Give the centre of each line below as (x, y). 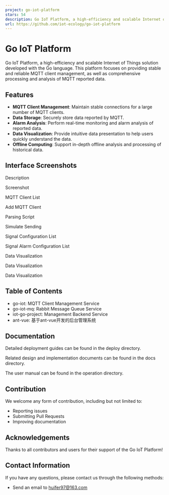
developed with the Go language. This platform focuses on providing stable (83, 68)
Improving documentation (39, 422)
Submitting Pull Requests (38, 416)
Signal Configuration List (31, 236)
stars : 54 (16, 15)
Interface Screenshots (41, 166)
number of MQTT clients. (38, 112)
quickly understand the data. (42, 139)
